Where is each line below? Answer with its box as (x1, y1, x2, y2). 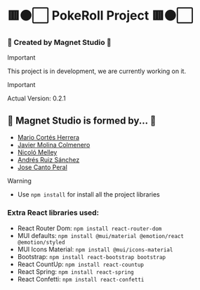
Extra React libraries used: (7, 208, 100, 218)
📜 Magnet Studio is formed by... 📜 (7, 114, 156, 126)
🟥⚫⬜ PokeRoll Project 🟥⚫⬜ (7, 8, 194, 24)
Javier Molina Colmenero (17, 140, 91, 150)
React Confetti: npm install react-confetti (17, 275, 145, 283)
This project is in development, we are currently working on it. (7, 67, 187, 76)
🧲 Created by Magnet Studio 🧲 (7, 38, 112, 48)
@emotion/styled (17, 239, 65, 246)
